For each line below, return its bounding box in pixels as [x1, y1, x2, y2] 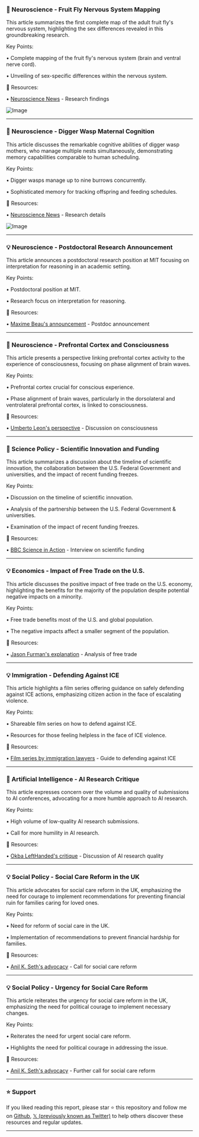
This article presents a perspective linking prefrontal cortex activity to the [6, 354, 185, 361]
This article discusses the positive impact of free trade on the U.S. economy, [6, 580, 193, 587]
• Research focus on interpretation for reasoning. [6, 297, 126, 304]
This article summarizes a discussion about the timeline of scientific [6, 458, 172, 465]
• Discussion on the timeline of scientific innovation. [6, 494, 133, 501]
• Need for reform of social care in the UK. [6, 922, 110, 929]
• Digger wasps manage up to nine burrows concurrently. [6, 177, 147, 184]
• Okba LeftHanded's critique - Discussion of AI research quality [6, 852, 164, 859]
